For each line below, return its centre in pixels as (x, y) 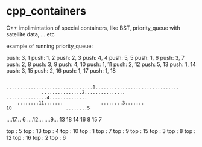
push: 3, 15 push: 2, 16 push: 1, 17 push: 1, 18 (61, 70)
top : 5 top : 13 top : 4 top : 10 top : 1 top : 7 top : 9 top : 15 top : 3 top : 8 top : (101, 131)
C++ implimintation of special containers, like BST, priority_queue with (93, 28)
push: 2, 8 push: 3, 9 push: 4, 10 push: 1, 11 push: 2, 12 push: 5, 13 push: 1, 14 (101, 64)
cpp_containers (46, 11)
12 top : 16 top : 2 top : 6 (36, 137)
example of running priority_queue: (50, 46)
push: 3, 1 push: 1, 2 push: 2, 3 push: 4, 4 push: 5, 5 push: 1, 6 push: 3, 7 (96, 57)
